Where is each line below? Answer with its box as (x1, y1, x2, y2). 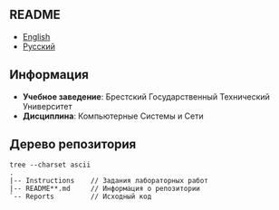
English (22, 31, 51, 42)
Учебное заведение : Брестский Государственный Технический (22, 91, 270, 102)
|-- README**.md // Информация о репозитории (9, 185, 201, 194)
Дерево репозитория (9, 137, 137, 152)
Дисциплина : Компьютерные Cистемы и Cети (22, 110, 204, 121)
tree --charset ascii (9, 160, 91, 170)
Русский (22, 41, 56, 52)
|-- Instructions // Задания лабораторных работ (9, 177, 208, 186)
